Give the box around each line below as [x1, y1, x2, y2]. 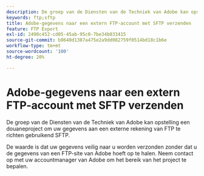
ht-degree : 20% [6, 54, 45, 60]
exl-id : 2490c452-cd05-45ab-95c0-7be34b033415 [6, 32, 126, 38]
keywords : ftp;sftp [6, 15, 56, 21]
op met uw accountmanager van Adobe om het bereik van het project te [6, 156, 187, 163]
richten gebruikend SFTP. [6, 131, 70, 138]
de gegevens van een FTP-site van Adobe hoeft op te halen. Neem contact [6, 149, 194, 157]
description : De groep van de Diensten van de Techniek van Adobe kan [6, 8, 189, 15]
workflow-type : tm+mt [6, 43, 61, 49]
